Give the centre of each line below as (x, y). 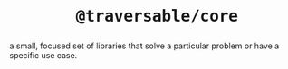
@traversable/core (157, 16)
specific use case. (43, 56)
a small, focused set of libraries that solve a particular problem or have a (144, 46)
